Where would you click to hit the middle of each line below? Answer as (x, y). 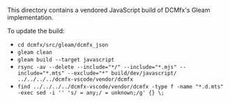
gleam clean (34, 52)
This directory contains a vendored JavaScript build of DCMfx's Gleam (109, 10)
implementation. (30, 17)
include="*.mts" (41, 73)
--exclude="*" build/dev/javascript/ (122, 73)
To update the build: (36, 31)
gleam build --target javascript (66, 60)
